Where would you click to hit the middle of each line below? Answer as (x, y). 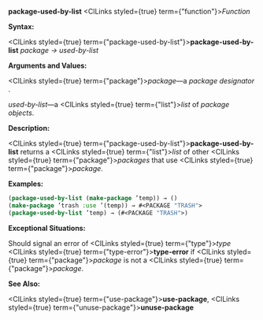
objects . (21, 113)
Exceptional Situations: (47, 228)
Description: (29, 128)
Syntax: (21, 26)
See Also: (24, 284)
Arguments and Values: (48, 65)
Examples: (26, 184)
